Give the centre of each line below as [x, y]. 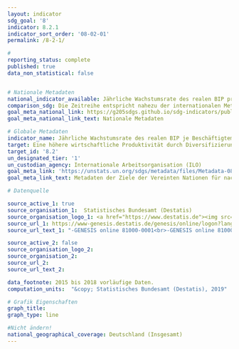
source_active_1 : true [41, 204]
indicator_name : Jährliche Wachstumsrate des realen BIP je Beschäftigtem [121, 138]
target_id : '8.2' [33, 151]
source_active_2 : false [43, 243]
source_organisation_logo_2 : [51, 250]
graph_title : [27, 308]
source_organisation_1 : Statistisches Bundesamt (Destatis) [100, 210]
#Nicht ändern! [30, 328]
